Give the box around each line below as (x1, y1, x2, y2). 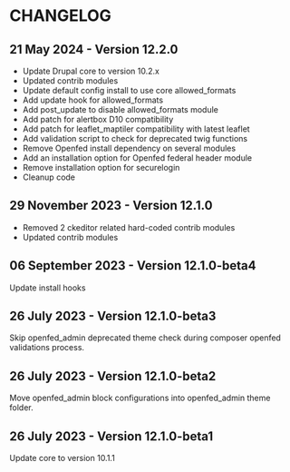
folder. (9, 402, 34, 413)
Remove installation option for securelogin (22, 162, 180, 172)
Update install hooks (9, 282, 86, 293)
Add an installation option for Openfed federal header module (22, 152, 253, 163)
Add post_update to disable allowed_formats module (22, 104, 219, 114)
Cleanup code (22, 172, 75, 182)
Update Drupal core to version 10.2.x (22, 65, 160, 76)
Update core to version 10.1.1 (9, 453, 115, 464)
